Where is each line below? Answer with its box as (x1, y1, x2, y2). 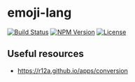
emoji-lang (7, 5, 72, 21)
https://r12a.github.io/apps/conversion (17, 66, 128, 74)
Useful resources (7, 48, 84, 60)
